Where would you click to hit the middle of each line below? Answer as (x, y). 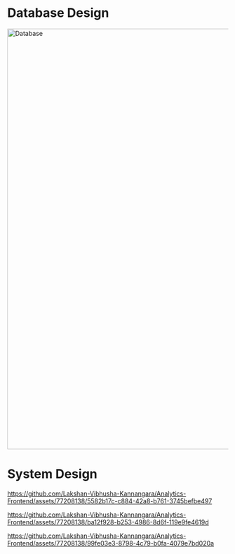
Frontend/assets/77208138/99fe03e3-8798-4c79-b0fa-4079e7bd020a (111, 543)
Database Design (58, 13)
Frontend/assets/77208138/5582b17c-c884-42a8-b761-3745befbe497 (110, 501)
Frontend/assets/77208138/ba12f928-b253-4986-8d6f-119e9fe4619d (108, 522)
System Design (53, 474)
